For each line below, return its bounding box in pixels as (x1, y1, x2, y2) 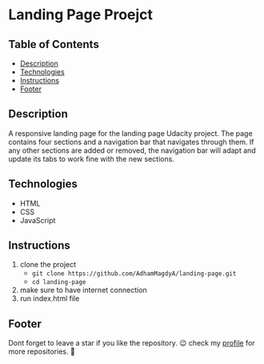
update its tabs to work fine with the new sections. (8, 154, 174, 163)
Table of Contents (8, 38, 100, 51)
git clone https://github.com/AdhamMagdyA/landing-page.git (31, 270, 237, 278)
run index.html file (19, 294, 80, 303)
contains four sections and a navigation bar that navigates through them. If (8, 137, 254, 146)
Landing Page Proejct (8, 6, 154, 24)
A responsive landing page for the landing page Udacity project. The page (8, 128, 254, 138)
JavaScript (19, 215, 56, 225)
